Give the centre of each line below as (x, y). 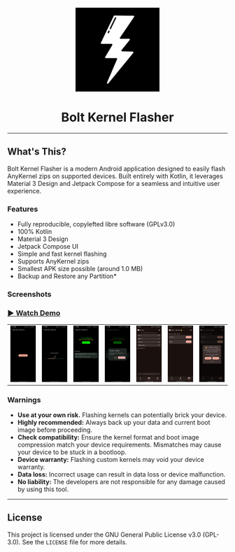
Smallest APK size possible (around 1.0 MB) (80, 269)
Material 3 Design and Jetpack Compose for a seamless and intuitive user (114, 183)
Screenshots (29, 294)
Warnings (24, 400)
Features (23, 209)
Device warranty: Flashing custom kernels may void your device (111, 459)
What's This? (37, 152)
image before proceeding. (55, 430)
